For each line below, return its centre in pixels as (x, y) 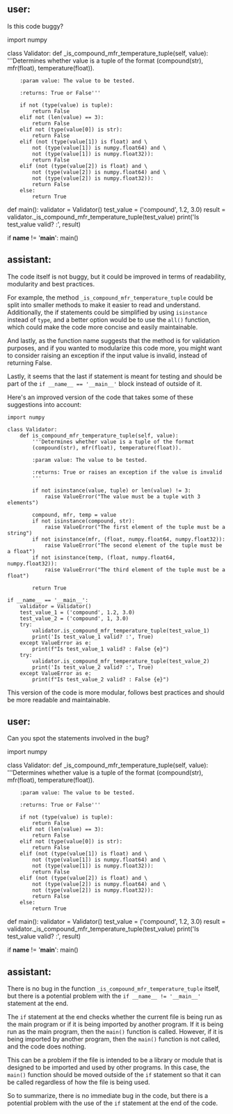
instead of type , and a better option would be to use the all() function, (109, 319)
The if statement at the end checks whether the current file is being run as (115, 1017)
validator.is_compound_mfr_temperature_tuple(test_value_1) (121, 631)
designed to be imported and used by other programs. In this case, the (109, 1067)
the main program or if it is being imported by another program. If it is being (115, 1024)
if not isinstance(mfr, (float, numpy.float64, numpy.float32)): (129, 539)
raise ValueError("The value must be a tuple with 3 (122, 496)
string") (20, 533)
